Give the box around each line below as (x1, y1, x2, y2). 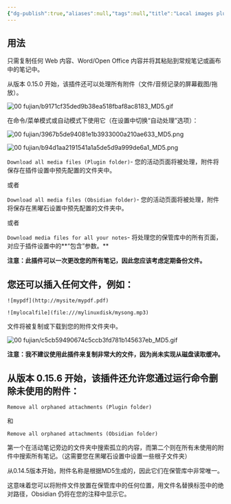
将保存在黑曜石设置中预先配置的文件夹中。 (7, 204, 128, 212)
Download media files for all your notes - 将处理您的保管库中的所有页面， (7, 233, 222, 241)
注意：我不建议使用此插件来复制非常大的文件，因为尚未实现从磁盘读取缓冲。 (7, 350, 224, 358)
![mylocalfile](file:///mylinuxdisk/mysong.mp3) (7, 309, 149, 316)
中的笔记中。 (7, 65, 43, 74)
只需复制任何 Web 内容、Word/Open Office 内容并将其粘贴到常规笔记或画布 (7, 56, 221, 65)
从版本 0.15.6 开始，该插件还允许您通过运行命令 (7, 372, 210, 384)
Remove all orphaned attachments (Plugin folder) (7, 404, 153, 411)
